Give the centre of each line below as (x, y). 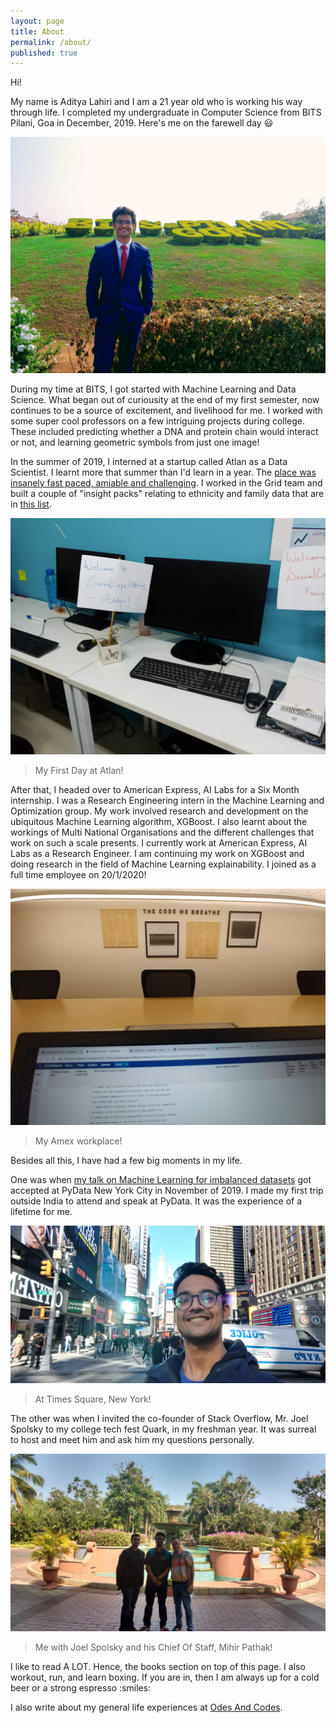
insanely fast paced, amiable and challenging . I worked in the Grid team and (166, 483)
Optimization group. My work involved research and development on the (159, 811)
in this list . (31, 504)
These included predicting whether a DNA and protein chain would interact (164, 432)
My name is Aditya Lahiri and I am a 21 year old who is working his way (156, 102)
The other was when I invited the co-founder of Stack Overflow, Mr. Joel (159, 1419)
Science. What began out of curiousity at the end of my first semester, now (165, 400)
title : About (37, 31)
